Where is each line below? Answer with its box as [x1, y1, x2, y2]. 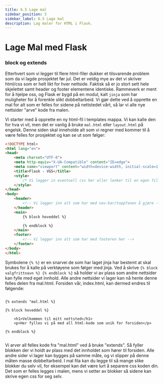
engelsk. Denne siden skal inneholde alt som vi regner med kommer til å [5, 127, 150, 133]
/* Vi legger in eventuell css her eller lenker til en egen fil [22, 178, 159, 183]
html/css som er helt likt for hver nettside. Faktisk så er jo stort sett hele [5, 81, 149, 87]
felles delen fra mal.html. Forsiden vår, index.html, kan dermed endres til [5, 280, 150, 286]
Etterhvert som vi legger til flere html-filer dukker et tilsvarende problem [5, 71, 150, 76]
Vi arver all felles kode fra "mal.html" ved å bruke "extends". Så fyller [5, 342, 143, 348]
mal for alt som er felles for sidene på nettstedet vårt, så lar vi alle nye [5, 101, 145, 108]
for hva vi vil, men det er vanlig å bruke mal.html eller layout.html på [5, 121, 143, 127]
